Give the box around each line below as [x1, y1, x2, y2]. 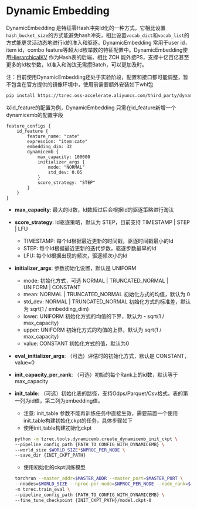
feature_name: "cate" [27, 133, 80, 139]
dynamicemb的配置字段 [6, 111, 63, 118]
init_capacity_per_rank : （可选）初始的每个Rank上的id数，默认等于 [14, 371, 178, 378]
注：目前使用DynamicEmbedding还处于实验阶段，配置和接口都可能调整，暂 [6, 73, 189, 81]
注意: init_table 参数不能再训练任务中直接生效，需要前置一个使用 [23, 410, 178, 417]
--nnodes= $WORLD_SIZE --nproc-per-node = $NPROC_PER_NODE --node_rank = [14, 481, 189, 487]
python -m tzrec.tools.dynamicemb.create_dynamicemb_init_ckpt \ [14, 436, 178, 442]
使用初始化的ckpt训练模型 [23, 464, 86, 471]
